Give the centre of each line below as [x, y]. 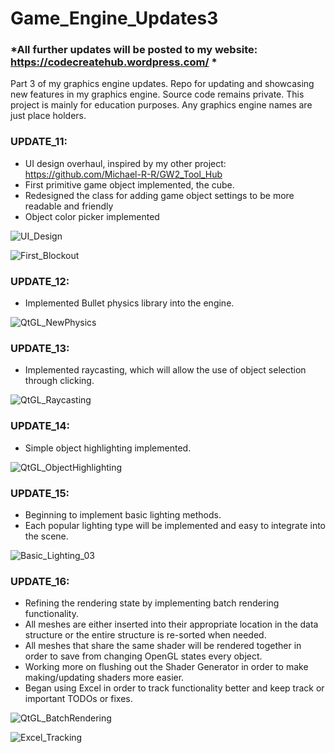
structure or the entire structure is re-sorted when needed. [145, 635]
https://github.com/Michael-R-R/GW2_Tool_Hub [123, 174]
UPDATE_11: [39, 142]
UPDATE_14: [40, 426]
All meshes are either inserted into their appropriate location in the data [171, 624]
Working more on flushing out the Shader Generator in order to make [166, 667]
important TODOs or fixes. [78, 699]
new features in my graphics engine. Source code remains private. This [157, 94]
